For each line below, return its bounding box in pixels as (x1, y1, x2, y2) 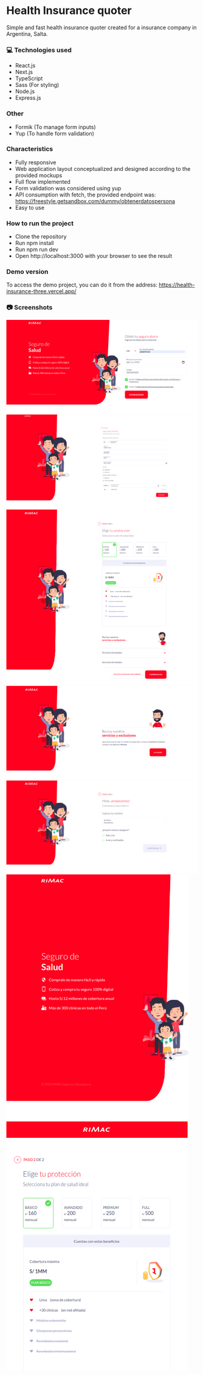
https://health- (159, 281, 196, 289)
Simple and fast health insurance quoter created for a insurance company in (6, 24, 197, 31)
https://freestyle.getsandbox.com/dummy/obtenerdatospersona (15, 197, 175, 204)
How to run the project (6, 219, 74, 227)
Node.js (15, 88, 35, 95)
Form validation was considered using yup (15, 184, 122, 192)
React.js (15, 62, 36, 69)
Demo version (6, 268, 49, 276)
